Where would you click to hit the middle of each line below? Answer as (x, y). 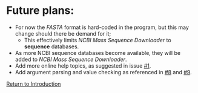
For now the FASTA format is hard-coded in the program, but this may (102, 27)
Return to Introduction (34, 84)
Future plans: (40, 11)
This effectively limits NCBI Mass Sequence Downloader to (97, 40)
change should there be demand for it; (63, 33)
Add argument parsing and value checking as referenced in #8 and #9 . (103, 72)
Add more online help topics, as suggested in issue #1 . (83, 66)
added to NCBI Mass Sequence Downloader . (71, 59)
